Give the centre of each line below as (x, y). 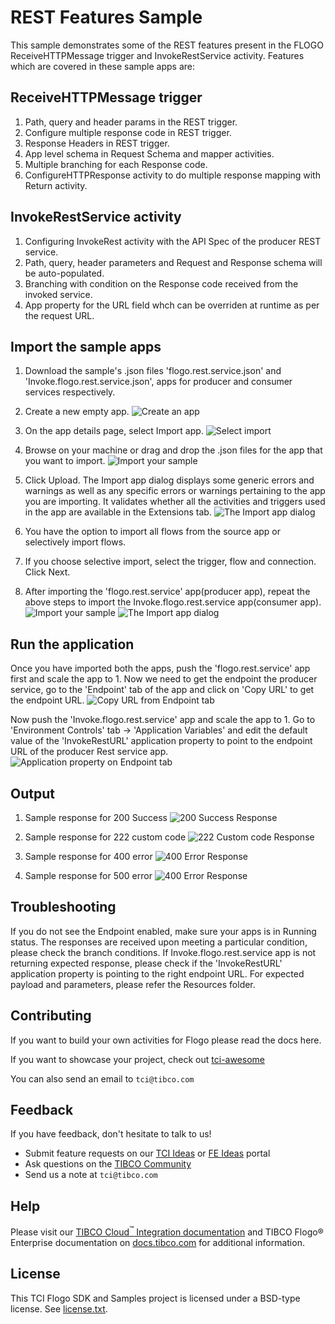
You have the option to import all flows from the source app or (153, 532)
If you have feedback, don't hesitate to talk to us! (111, 1134)
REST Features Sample (106, 17)
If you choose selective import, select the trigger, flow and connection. (170, 562)
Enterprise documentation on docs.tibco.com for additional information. (157, 1242)
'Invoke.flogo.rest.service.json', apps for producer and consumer (158, 382)
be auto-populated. (64, 273)
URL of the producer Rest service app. (89, 752)
